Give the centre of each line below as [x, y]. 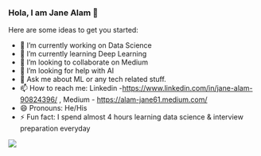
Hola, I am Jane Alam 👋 [53, 13]
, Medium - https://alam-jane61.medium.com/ [134, 99]
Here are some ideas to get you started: [74, 30]
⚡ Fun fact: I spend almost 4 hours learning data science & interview [132, 117]
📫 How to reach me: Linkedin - [71, 88]
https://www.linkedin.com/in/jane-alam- [187, 88]
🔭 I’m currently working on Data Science [86, 45]
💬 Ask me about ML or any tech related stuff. [93, 80]
